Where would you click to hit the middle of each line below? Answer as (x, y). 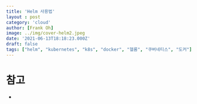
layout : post (23, 17)
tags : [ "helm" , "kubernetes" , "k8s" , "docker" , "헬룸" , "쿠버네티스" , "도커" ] (99, 50)
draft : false (22, 44)
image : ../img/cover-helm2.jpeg (45, 33)
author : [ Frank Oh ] (30, 28)
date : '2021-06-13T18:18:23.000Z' (48, 39)
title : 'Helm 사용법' (31, 11)
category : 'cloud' (28, 22)
